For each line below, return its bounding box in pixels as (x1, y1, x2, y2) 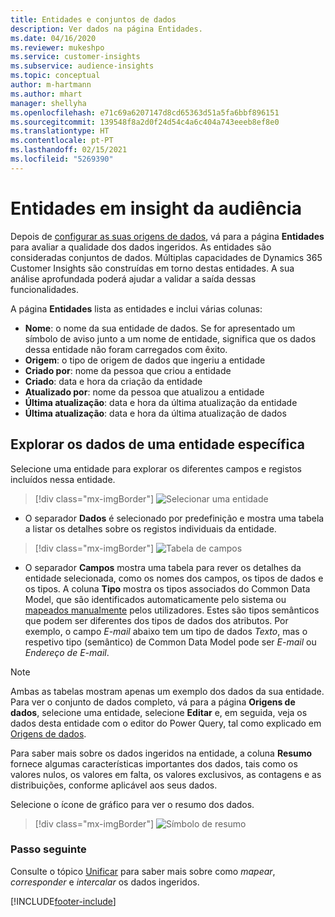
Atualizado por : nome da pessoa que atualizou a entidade (24, 386, 265, 398)
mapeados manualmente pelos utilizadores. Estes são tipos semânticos (24, 604, 320, 616)
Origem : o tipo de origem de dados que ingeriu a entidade (24, 354, 266, 366)
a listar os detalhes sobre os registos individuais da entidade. (24, 522, 277, 535)
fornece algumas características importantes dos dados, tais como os (10, 757, 298, 770)
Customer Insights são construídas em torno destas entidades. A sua (10, 262, 295, 274)
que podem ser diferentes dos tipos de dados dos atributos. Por (24, 614, 289, 626)
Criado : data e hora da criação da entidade (24, 375, 203, 387)
